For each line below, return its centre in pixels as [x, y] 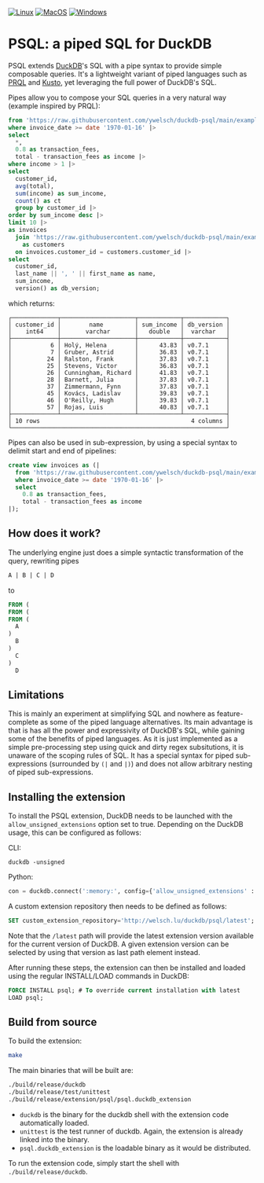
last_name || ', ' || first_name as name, [86, 274]
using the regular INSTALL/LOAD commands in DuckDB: [99, 975]
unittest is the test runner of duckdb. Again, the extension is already [131, 1131]
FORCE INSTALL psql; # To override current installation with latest [125, 990]
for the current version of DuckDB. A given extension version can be [119, 944]
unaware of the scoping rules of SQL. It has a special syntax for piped [121, 755]
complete [24, 722]
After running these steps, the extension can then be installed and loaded [127, 968]
